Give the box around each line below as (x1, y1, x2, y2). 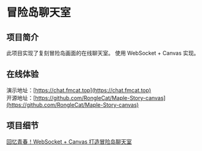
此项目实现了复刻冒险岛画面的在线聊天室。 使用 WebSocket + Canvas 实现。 (6, 50, 200, 56)
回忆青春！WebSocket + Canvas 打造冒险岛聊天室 (6, 137, 132, 145)
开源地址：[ (6, 94, 36, 101)
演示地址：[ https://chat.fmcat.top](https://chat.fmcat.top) (6, 87, 151, 94)
